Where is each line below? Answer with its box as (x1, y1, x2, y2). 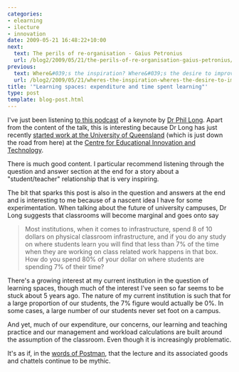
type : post (7, 89, 40, 97)
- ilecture (7, 23, 40, 31)
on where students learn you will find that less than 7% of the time (24, 240, 219, 248)
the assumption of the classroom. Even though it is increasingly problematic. (7, 335, 232, 344)
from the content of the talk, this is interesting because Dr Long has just (7, 124, 218, 131)
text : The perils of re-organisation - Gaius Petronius (14, 50, 183, 58)
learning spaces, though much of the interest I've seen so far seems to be (7, 284, 224, 292)
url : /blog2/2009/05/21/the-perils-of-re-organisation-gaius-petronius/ (14, 57, 234, 64)
